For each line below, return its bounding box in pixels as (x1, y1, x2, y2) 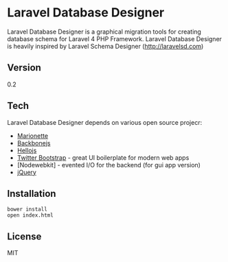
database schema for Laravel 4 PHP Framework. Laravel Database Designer (7, 34, 222, 43)
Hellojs (16, 146, 37, 154)
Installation (7, 187, 56, 200)
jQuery (16, 168, 36, 176)
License (7, 230, 42, 242)
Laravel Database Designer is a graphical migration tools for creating (7, 27, 201, 36)
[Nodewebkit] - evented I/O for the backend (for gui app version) (16, 160, 201, 169)
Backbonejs (16, 139, 51, 147)
